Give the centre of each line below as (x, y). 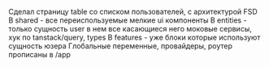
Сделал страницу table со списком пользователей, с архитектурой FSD (133, 12)
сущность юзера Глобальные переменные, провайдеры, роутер (121, 46)
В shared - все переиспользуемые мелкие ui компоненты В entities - (128, 20)
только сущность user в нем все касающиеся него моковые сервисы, (130, 29)
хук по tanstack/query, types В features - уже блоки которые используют (134, 37)
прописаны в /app (40, 54)
